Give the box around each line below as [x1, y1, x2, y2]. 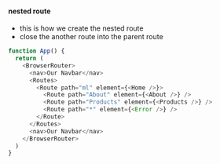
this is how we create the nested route [19, 24, 144, 33]
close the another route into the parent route [19, 32, 163, 42]
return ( [15, 55, 44, 63]
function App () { [8, 47, 65, 55]
